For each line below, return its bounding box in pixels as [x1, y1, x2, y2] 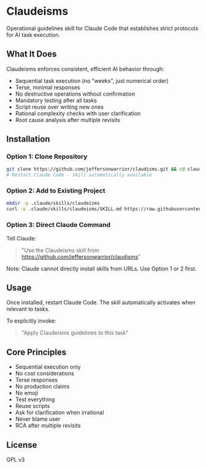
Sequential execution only [15, 363, 81, 370]
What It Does [6, 49, 57, 59]
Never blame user [15, 415, 61, 423]
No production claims [15, 383, 70, 390]
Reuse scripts [15, 402, 50, 410]
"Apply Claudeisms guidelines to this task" [21, 329, 129, 337]
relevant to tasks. [6, 305, 50, 313]
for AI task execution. [6, 31, 60, 38]
